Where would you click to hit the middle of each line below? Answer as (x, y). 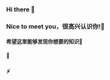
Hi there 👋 (21, 9)
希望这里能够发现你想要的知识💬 (45, 41)
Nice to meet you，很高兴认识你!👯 (56, 26)
